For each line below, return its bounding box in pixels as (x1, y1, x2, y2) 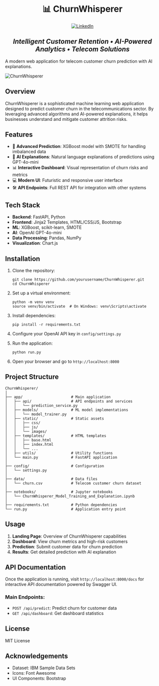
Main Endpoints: (5, 594, 45, 601)
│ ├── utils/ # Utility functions (5, 450, 113, 456)
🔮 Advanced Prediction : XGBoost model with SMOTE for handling (12, 144, 146, 149)
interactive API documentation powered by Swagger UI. (5, 581, 118, 587)
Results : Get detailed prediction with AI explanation (12, 549, 116, 555)
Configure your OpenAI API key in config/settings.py (12, 331, 121, 336)
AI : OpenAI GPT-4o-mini (12, 230, 62, 236)
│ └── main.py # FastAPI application (5, 455, 118, 460)
